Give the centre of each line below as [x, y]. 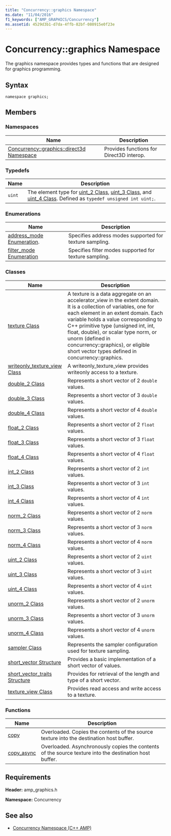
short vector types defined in [102, 351]
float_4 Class [23, 457]
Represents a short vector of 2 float [111, 424]
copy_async [22, 753]
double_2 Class [26, 384]
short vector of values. [94, 665]
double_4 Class [26, 413]
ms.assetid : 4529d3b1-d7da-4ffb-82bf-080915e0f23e [60, 24]
